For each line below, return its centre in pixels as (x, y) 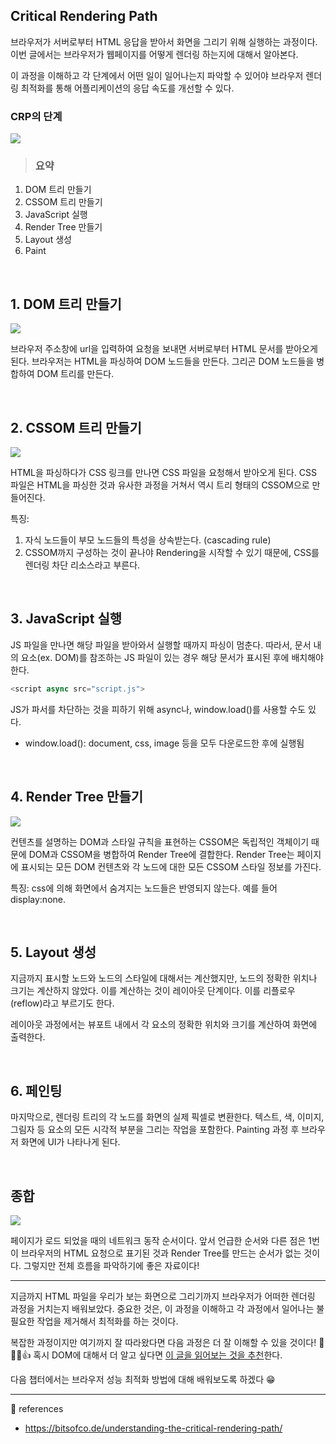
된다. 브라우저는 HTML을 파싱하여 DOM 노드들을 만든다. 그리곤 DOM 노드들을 (162, 361)
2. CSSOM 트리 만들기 (76, 427)
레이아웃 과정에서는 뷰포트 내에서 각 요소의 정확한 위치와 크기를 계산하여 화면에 (164, 1025)
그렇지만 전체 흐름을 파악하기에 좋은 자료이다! (111, 1265)
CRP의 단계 (36, 116)
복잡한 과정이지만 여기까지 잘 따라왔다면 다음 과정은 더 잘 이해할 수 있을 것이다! (163, 1342)
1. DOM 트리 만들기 (66, 304)
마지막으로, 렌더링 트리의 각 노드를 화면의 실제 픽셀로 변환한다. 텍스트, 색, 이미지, (167, 1117)
